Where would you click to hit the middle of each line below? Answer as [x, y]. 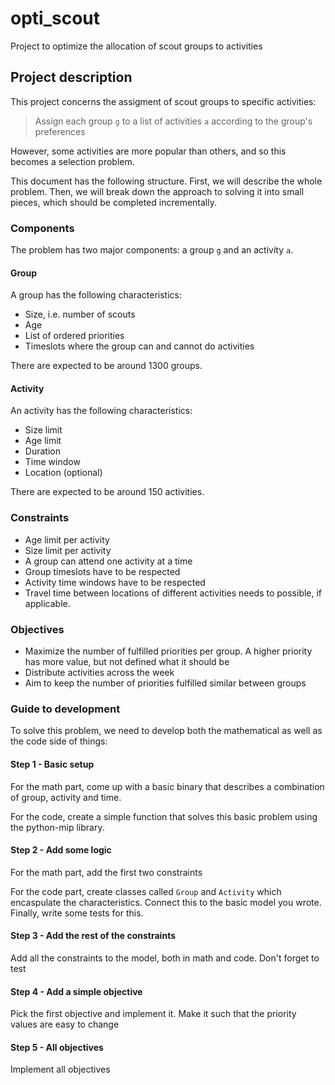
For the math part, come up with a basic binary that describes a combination [167, 786]
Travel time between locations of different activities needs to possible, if [173, 593]
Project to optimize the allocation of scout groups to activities [136, 46]
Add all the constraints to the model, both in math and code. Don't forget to [165, 958]
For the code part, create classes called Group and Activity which [146, 891]
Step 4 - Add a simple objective [76, 991]
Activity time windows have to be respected [115, 582]
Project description [71, 77]
